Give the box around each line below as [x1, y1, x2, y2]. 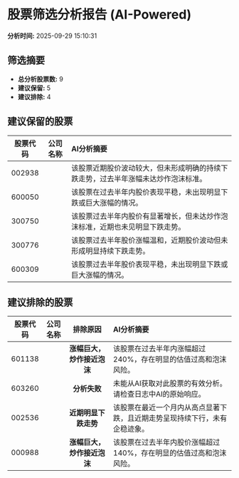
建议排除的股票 [7, 296, 73, 308]
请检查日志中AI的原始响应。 [112, 390, 206, 400]
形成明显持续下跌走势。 [70, 245, 150, 255]
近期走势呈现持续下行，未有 [134, 413, 228, 423]
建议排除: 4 [17, 92, 51, 101]
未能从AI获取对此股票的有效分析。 [112, 379, 228, 389]
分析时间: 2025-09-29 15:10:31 [7, 31, 97, 40]
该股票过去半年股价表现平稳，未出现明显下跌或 [70, 259, 228, 269]
